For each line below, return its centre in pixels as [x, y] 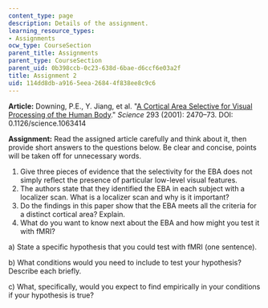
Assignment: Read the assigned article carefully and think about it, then [128, 138]
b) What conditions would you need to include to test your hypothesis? [125, 262]
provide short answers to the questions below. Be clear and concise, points [132, 147]
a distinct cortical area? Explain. [73, 214]
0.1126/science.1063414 [47, 123]
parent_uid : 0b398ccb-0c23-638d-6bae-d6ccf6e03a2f [95, 68]
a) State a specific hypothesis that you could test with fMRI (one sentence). [133, 247]
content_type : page [41, 16]
